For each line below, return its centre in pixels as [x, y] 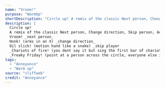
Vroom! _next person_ [32, 37]
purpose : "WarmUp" [24, 14]
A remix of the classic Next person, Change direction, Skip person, [82, 32]
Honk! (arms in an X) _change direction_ [53, 42]
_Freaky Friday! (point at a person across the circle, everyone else [83, 55]
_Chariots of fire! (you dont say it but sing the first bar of [77, 50]
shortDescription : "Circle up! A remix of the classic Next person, [77, 19]
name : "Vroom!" [21, 10]
